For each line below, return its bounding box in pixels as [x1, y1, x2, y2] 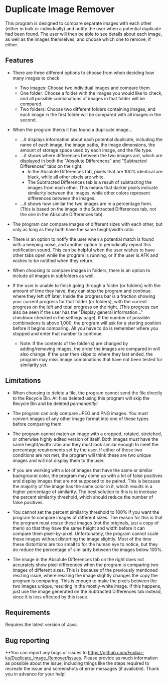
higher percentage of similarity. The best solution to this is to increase [12, 489, 157, 495]
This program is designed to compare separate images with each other [5, 20, 152, 26]
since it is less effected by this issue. [12, 593, 89, 600]
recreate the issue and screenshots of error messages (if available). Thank [5, 666, 159, 672]
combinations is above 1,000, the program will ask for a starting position [12, 320, 161, 326]
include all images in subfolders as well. [12, 272, 95, 279]
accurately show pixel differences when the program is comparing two [12, 562, 159, 568]
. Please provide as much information [81, 655, 158, 661]
